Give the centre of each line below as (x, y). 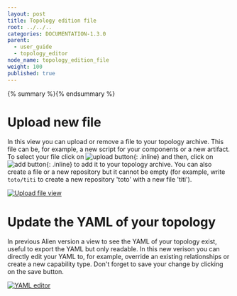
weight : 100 (25, 67)
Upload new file (54, 122)
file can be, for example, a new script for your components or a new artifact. (119, 149)
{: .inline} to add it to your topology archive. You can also (129, 165)
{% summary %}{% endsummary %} (61, 94)
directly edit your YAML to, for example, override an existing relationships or (118, 257)
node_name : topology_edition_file (59, 60)
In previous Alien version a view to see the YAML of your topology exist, (112, 241)
